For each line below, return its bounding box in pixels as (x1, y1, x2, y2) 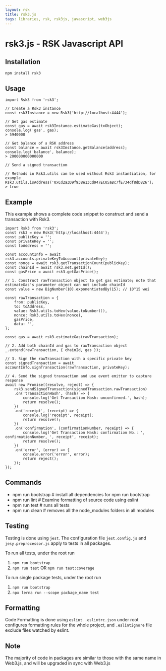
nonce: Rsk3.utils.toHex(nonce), (14, 313, 83, 318)
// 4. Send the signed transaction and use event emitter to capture (5, 373, 152, 378)
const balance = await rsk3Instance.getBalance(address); (5, 145, 127, 150)
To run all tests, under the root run (5, 550, 75, 556)
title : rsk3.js (5, 12, 37, 17)
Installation (5, 58, 41, 66)
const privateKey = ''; (5, 239, 55, 244)
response (5, 378, 23, 383)
